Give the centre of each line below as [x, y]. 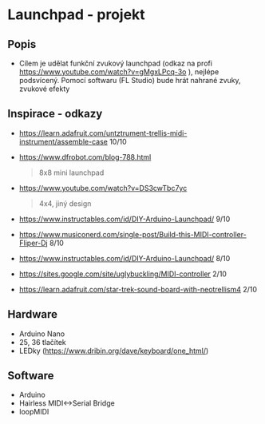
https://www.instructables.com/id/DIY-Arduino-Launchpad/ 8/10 [125, 258]
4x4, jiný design [65, 203]
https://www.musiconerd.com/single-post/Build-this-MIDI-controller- [132, 234]
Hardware [32, 314]
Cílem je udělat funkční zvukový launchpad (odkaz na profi [116, 63]
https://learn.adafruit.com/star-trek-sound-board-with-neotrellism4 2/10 [138, 289]
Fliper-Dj [34, 243]
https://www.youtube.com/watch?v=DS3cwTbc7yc [103, 188]
